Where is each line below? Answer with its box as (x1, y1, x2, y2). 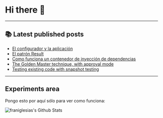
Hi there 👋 (5, 4, 45, 16)
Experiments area (5, 85, 60, 93)
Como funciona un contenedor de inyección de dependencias (12, 56, 136, 62)
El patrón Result (12, 51, 44, 56)
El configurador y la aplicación (12, 46, 73, 51)
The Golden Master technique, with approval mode (12, 61, 114, 67)
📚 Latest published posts (5, 30, 84, 38)
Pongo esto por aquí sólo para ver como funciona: (5, 98, 105, 103)
